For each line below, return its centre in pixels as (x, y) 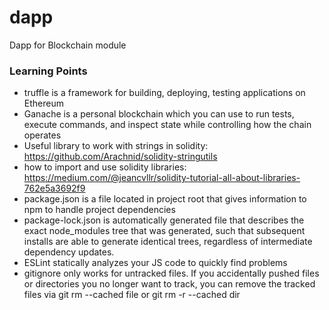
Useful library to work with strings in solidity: (116, 146)
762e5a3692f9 (54, 188)
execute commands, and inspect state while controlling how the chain (167, 125)
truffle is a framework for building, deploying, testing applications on (164, 93)
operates (42, 135)
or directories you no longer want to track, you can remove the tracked (169, 284)
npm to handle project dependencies (99, 210)
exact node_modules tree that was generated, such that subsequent (164, 231)
